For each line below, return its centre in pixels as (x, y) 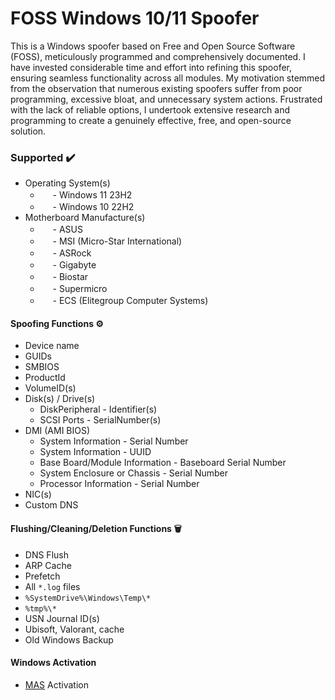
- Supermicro (80, 289)
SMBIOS (42, 367)
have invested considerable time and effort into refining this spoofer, (151, 67)
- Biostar (70, 277)
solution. (28, 131)
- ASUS (67, 229)
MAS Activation (56, 684)
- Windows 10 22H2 (93, 207)
